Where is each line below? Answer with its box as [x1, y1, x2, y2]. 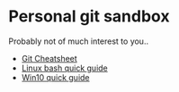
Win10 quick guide [21, 71, 91, 82]
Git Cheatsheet [21, 53, 77, 63]
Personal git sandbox [8, 6, 170, 27]
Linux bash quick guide [21, 63, 109, 73]
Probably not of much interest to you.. [8, 36, 149, 46]
